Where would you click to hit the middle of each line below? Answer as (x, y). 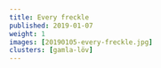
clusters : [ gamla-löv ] (51, 50)
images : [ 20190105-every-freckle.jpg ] (81, 42)
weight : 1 (28, 34)
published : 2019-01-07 (51, 26)
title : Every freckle (49, 17)
